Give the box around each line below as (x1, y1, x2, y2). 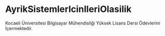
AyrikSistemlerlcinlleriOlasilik (5, 3, 132, 15)
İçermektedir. (5, 25, 33, 31)
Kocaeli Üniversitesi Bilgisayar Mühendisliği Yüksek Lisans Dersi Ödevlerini (5, 20, 160, 26)
